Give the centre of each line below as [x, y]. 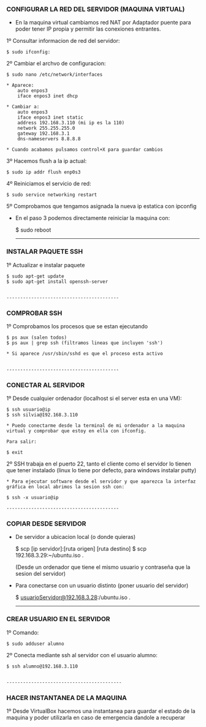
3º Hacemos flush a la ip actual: [47, 161]
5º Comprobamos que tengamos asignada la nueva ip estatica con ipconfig [101, 206]
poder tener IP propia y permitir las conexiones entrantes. [88, 29]
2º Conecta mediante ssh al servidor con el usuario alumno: [82, 655]
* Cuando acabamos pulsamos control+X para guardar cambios [85, 150]
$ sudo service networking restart [52, 195]
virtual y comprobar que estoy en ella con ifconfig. [77, 431]
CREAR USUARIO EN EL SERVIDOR [58, 619]
